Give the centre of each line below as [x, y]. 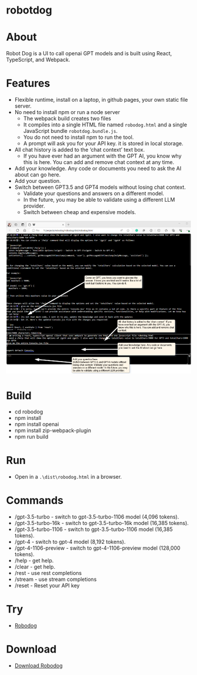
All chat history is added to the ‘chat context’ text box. [80, 150]
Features [28, 83]
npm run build [31, 437]
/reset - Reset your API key [47, 586]
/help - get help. [34, 561]
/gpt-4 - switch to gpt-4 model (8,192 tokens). [70, 542]
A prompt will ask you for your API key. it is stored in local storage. [103, 143]
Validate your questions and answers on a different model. [94, 193]
